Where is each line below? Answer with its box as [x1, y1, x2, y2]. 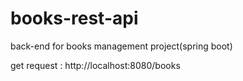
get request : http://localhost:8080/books [10, 59, 181, 71]
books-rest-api [10, 7, 139, 30]
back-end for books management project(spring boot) [10, 40, 233, 52]
